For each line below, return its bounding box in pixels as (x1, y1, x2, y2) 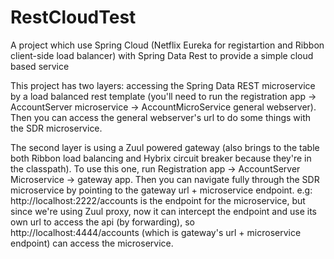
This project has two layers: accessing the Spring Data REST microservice (10, 79, 316, 91)
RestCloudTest (10, 6, 137, 29)
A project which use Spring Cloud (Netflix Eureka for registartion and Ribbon (10, 39, 325, 51)
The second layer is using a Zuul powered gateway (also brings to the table (10, 141, 320, 153)
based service (10, 60, 70, 72)
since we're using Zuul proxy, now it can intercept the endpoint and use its (10, 205, 317, 217)
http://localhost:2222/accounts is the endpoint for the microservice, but (10, 194, 306, 206)
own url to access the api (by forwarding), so (10, 216, 195, 228)
